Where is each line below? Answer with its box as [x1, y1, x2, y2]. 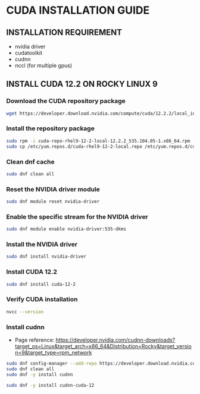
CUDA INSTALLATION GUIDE [6, 4, 150, 17]
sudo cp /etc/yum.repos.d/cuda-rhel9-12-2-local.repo [6, 143, 143, 149]
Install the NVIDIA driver [6, 240, 78, 248]
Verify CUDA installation [6, 295, 79, 304]
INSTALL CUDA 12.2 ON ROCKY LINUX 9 [6, 79, 158, 89]
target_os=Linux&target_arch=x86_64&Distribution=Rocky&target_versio [14, 342, 192, 349]
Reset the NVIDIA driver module [6, 185, 100, 193]
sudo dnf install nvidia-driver [6, 254, 86, 260]
